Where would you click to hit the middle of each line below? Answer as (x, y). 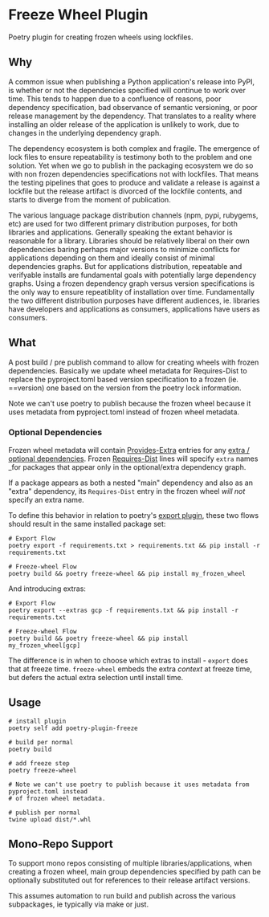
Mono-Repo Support (61, 844)
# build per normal (41, 742)
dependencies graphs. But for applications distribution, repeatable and (125, 266)
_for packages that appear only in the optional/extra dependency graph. (127, 467)
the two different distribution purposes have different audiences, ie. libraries (134, 300)
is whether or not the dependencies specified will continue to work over (127, 90)
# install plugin (37, 721)
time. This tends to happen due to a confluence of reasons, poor (115, 99)
